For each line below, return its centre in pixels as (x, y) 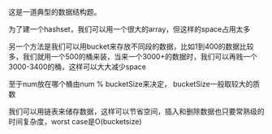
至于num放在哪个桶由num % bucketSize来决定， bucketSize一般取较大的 (131, 84)
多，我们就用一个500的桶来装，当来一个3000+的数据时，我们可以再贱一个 (133, 56)
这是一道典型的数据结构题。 (55, 12)
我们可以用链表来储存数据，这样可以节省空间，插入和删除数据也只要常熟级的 (136, 111)
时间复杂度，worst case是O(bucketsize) (75, 121)
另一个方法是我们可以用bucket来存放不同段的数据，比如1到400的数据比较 (131, 46)
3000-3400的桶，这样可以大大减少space (77, 67)
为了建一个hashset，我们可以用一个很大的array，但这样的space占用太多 (130, 29)
